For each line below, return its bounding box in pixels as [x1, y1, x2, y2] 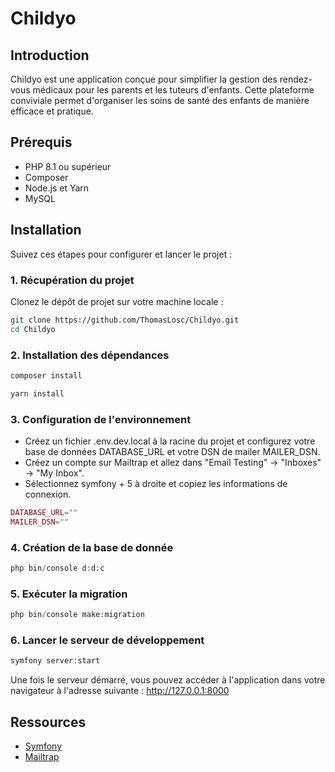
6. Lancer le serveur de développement [10, 633, 205, 647]
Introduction [10, 47, 90, 64]
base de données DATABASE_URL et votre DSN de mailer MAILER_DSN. [24, 446, 321, 458]
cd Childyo [10, 324, 56, 334]
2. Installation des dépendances [10, 348, 170, 362]
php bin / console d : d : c [10, 563, 105, 574]
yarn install [10, 388, 65, 399]
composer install [10, 370, 83, 381]
